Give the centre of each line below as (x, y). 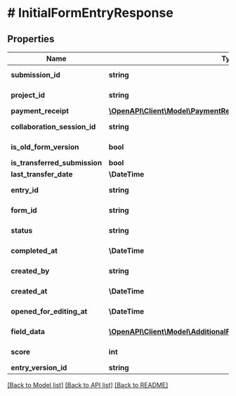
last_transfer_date (42, 174)
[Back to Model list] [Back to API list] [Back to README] (88, 385)
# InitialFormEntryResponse (90, 13)
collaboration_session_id (53, 127)
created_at (29, 291)
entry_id (25, 190)
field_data (28, 332)
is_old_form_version (45, 147)
